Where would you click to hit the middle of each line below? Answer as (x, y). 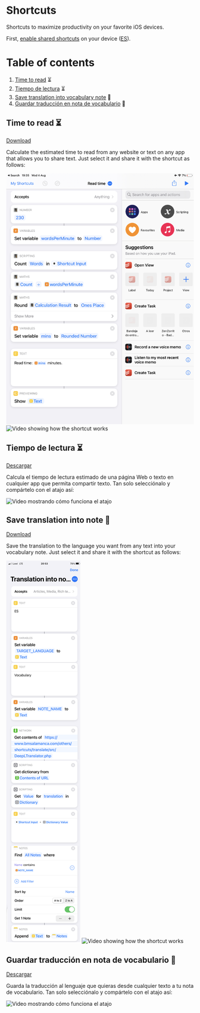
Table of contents (51, 63)
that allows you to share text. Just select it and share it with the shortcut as (98, 158)
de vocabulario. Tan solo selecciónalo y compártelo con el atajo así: (89, 992)
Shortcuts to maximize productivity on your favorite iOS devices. (85, 27)
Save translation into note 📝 (58, 520)
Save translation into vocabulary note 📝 (63, 97)
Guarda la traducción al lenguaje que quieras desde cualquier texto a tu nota (100, 986)
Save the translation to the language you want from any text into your (91, 546)
